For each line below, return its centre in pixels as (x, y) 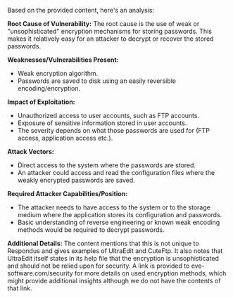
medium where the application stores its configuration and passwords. (120, 215)
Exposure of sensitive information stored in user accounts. (102, 123)
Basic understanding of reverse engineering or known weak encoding (119, 222)
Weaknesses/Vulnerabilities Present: (63, 60)
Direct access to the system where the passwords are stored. (106, 165)
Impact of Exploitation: (41, 102)
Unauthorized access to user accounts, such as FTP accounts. (108, 116)
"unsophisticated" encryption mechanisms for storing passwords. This (110, 31)
